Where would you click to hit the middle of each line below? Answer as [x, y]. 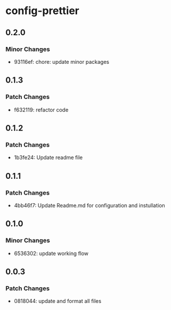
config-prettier [42, 11]
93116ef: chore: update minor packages [61, 62]
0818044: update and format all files [57, 301]
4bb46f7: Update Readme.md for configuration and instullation [90, 205]
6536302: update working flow [51, 253]
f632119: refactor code [41, 110]
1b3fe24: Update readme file [48, 158]
